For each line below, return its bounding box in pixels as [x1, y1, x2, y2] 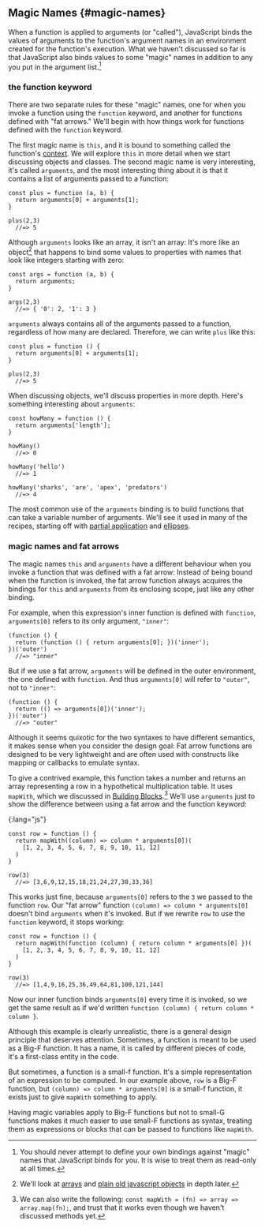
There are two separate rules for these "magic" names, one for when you [8, 99, 246, 109]
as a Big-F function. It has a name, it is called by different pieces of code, [8, 1043, 246, 1053]
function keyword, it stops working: [8, 917, 125, 927]
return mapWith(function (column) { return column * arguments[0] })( [15, 939, 252, 948]
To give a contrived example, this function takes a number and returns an [8, 773, 246, 782]
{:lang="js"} [8, 814, 47, 824]
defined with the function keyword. [8, 125, 124, 134]
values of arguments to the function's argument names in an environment [8, 36, 247, 45]
